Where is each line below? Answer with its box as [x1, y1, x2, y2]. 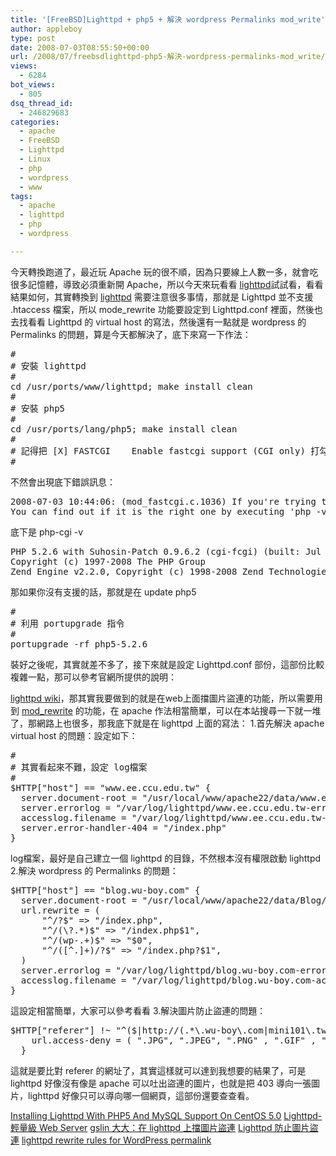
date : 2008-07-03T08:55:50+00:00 [10, 42, 150, 53]
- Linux [19, 154, 52, 164]
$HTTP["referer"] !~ [10, 1024, 112, 1036]
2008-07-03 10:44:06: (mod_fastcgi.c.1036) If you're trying [10, 496, 317, 507]
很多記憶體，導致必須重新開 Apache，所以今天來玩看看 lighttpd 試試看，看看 [10, 278, 324, 290]
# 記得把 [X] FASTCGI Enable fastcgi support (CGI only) [10, 445, 306, 456]
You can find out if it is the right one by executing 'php [10, 506, 312, 517]
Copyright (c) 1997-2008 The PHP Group [10, 556, 206, 567]
